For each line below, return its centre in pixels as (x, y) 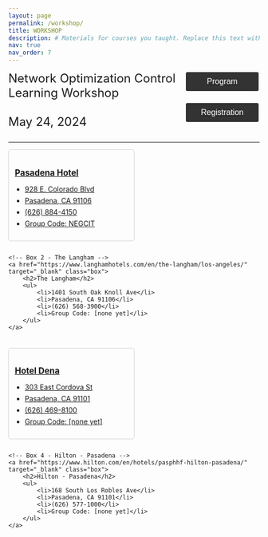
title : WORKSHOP (35, 30)
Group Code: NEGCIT (60, 223)
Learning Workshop (64, 93)
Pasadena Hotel (47, 172)
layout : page (30, 16)
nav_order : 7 (30, 53)
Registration (222, 112)
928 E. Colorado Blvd (60, 189)
